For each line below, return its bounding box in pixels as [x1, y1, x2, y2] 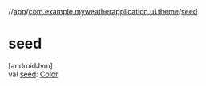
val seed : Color [8, 69, 59, 79]
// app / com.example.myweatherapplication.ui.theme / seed [8, 7, 198, 16]
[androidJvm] [8, 61, 54, 70]
